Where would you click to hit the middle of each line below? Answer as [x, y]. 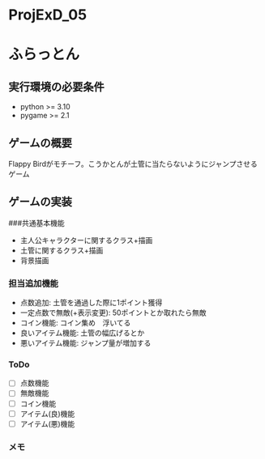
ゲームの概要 [41, 143]
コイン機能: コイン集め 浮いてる [75, 323]
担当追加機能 [34, 283]
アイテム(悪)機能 [47, 423]
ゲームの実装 [41, 202]
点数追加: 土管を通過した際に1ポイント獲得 [91, 303]
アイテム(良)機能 [47, 414]
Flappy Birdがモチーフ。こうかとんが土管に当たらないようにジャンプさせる [133, 164]
